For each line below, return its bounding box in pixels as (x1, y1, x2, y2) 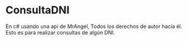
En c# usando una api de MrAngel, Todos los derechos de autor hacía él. (5, 23, 183, 30)
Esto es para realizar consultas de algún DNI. (5, 29, 115, 36)
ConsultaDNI (5, 3, 70, 17)
